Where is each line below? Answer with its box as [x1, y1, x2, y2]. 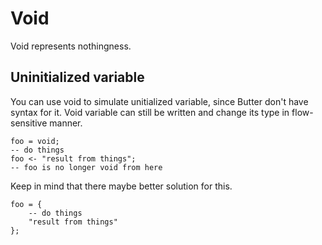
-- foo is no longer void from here [10, 162, 163, 172]
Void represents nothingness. [10, 40, 132, 52]
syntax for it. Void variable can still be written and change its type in [10, 106, 290, 118]
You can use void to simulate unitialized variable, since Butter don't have [10, 95, 309, 107]
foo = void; [10, 136, 60, 146]
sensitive [10, 117, 48, 129]
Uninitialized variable [10, 69, 145, 86]
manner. [49, 117, 83, 129]
